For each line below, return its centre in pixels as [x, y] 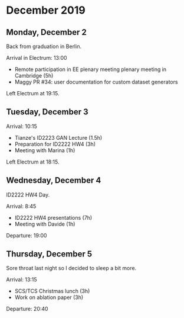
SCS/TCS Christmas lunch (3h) [52, 291]
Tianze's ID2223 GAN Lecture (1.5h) [58, 137]
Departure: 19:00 [27, 235]
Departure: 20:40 [27, 309]
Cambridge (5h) [34, 76]
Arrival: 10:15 [22, 126]
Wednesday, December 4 [54, 180]
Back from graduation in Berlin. [44, 46]
